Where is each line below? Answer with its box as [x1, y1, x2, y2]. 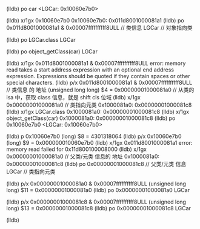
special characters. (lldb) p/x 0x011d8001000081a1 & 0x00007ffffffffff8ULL [6, 79, 193, 86]
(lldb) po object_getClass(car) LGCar [6, 48, 98, 55]
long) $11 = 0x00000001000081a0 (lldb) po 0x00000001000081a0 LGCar [6, 187, 190, 193]
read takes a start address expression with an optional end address [6, 66, 175, 73]
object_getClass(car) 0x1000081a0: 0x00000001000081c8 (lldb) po [6, 114, 176, 122]
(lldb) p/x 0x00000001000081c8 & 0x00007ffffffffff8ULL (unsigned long [6, 198, 187, 205]
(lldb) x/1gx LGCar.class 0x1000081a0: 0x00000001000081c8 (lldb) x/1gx [6, 108, 190, 115]
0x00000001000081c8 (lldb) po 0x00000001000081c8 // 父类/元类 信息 [6, 161, 187, 167]
